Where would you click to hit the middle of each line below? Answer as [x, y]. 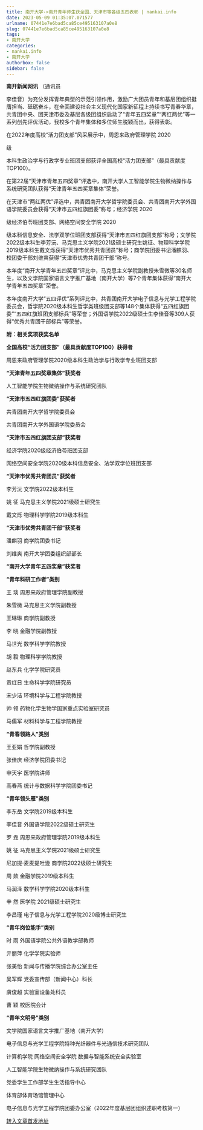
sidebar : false [25, 68]
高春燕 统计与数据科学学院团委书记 [49, 786]
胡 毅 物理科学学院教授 [34, 657]
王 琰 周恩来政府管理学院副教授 [45, 592]
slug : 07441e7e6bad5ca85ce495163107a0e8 [58, 29]
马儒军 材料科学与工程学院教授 [44, 721]
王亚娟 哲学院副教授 [31, 747]
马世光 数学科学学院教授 [36, 644]
